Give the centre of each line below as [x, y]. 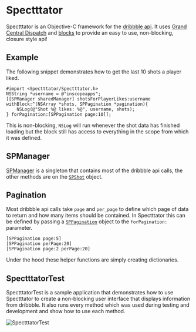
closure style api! [27, 39]
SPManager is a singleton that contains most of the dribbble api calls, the [94, 170]
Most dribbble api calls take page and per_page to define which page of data [97, 209]
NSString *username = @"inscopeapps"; [53, 94]
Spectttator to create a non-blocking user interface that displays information [98, 299]
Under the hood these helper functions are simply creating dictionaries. [92, 260]
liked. [13, 78]
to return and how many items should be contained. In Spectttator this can [96, 216]
